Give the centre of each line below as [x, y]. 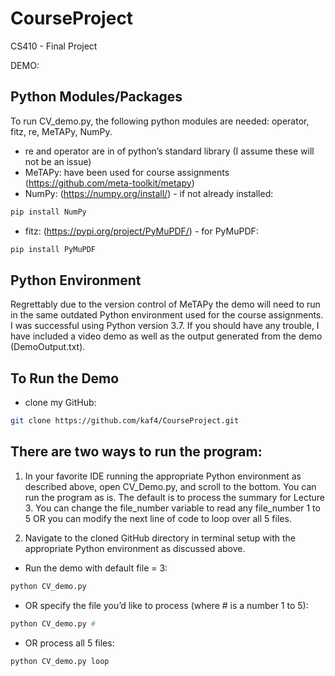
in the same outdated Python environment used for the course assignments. [167, 315]
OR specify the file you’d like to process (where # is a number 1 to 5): [166, 605]
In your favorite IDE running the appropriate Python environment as [163, 476]
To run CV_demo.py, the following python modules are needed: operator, [160, 121]
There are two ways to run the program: [136, 452]
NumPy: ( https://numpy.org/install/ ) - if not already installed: [149, 193]
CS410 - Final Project [54, 46]
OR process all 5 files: [69, 643]
